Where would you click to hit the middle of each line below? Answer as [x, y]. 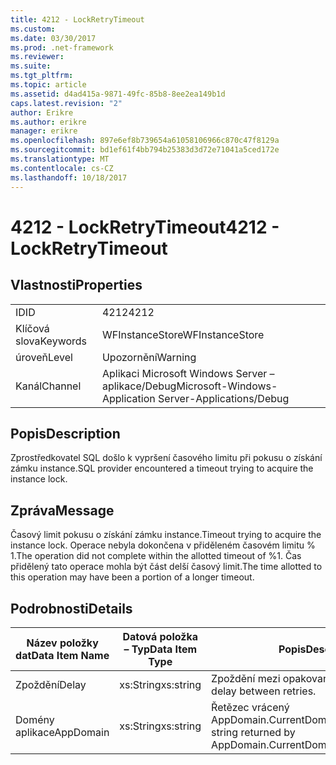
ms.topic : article [48, 85]
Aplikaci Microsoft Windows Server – [188, 373]
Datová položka [160, 636]
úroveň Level [44, 357]
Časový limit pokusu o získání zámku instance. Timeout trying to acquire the [166, 535]
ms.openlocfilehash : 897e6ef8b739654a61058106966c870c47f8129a [145, 141]
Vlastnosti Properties [76, 285]
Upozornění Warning [149, 357]
